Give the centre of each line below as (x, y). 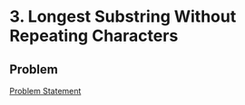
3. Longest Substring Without (123, 17)
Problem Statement (45, 91)
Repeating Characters (94, 36)
